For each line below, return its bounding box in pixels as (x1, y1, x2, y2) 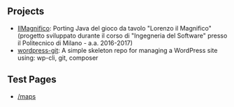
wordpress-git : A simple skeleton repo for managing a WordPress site (17, 46, 218, 54)
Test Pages (7, 74, 57, 85)
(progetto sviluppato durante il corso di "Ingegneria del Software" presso (17, 31, 228, 40)
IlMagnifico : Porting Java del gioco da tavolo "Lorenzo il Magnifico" (17, 24, 212, 32)
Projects (7, 6, 45, 17)
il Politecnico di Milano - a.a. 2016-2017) (17, 38, 133, 47)
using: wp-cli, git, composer (17, 53, 98, 62)
